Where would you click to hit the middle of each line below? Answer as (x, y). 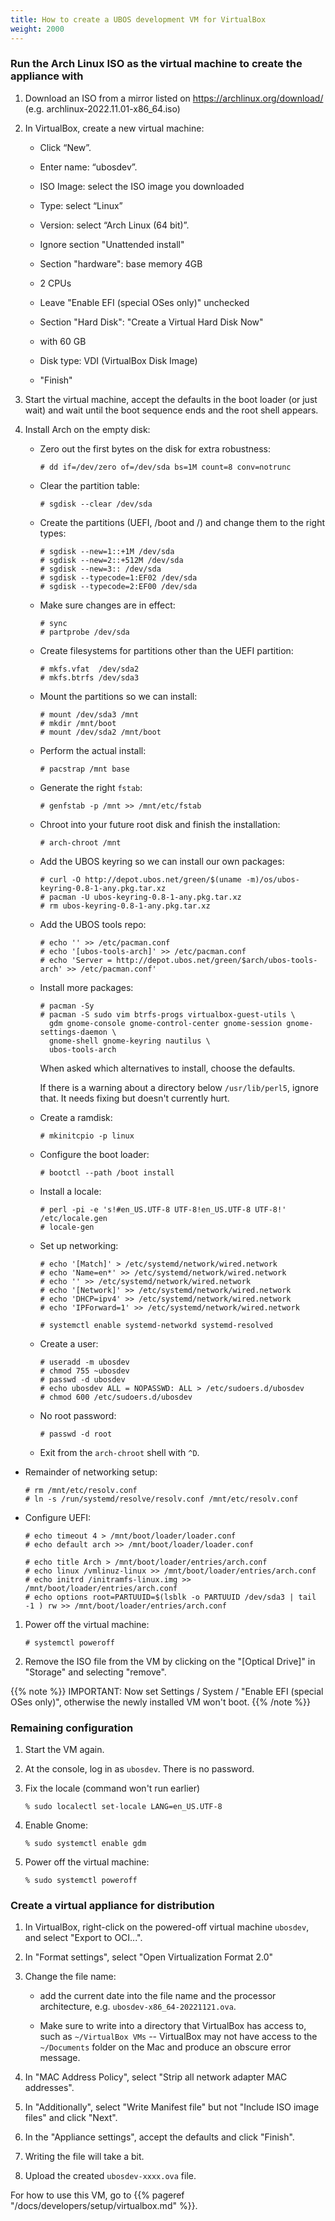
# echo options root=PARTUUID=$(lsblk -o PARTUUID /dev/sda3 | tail (170, 1597)
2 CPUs (55, 283)
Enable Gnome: (56, 1825)
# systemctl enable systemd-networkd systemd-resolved (156, 1325)
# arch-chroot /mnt (80, 842)
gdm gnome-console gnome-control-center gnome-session (165, 1023)
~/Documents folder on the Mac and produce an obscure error (165, 2047)
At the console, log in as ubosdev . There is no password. (139, 1769)
